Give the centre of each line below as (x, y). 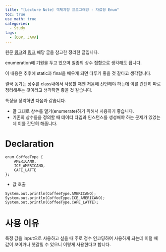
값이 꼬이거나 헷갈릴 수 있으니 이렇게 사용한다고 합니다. (58, 244)
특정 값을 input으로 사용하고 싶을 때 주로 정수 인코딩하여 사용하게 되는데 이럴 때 (82, 238)
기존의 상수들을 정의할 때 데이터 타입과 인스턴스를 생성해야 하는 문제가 (80, 117)
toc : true (15, 14)
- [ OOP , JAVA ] (24, 38)
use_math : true (21, 19)
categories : (17, 24)
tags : (11, 33)
